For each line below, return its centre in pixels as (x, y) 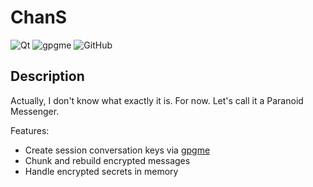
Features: (30, 130)
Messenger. (35, 111)
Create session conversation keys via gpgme (117, 150)
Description (47, 76)
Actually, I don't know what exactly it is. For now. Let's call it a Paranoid (157, 100)
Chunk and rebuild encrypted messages (107, 160)
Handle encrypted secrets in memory (101, 171)
